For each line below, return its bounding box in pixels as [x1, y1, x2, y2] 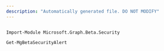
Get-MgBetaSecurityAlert [6, 39, 67, 45]
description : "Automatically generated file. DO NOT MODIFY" [6, 8, 160, 14]
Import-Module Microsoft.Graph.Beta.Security [6, 30, 120, 35]
